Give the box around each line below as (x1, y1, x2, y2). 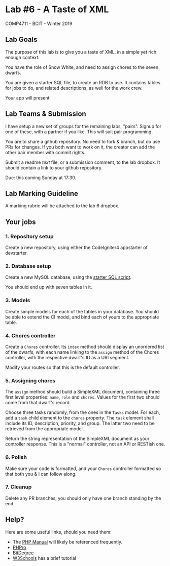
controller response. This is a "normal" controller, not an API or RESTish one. (5, 441, 165, 447)
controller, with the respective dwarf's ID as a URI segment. (5, 354, 130, 360)
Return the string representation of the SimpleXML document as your (5, 435, 150, 442)
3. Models (5, 297, 30, 304)
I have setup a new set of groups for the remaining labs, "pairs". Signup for (5, 123, 162, 129)
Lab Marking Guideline (5, 189, 79, 198)
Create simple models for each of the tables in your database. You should (5, 308, 159, 314)
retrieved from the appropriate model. (5, 426, 84, 432)
